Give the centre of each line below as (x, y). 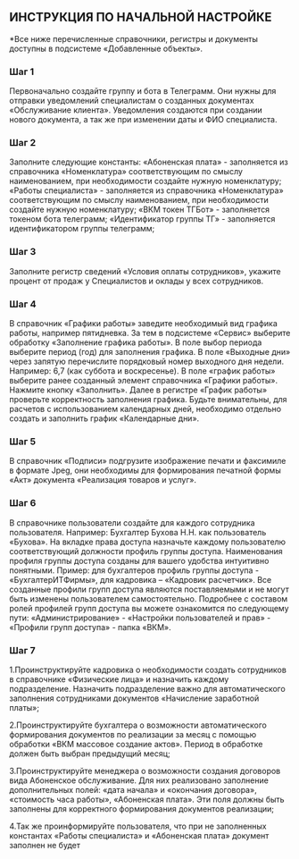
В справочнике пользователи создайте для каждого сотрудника (133, 522)
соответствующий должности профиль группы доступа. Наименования (146, 551)
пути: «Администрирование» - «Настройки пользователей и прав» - (140, 618)
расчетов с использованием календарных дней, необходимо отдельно (145, 409)
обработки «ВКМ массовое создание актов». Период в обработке (136, 744)
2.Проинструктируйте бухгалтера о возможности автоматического (138, 725)
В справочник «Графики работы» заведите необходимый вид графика (144, 323)
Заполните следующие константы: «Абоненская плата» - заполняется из (149, 162)
